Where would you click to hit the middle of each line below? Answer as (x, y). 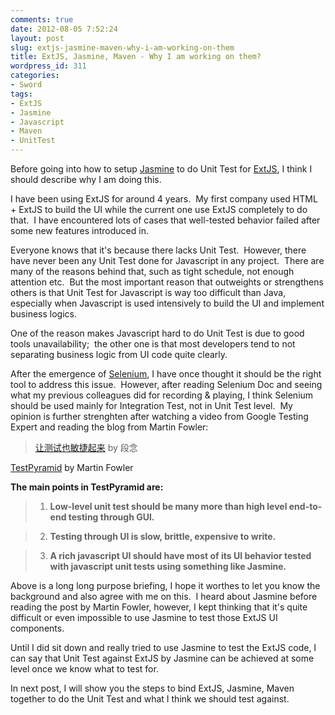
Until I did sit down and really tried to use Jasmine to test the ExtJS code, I (163, 647)
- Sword (26, 85)
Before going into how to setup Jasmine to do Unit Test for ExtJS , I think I (161, 169)
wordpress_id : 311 (48, 66)
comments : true (42, 19)
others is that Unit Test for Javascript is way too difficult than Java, (148, 292)
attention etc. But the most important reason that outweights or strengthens (167, 282)
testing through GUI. (111, 517)
